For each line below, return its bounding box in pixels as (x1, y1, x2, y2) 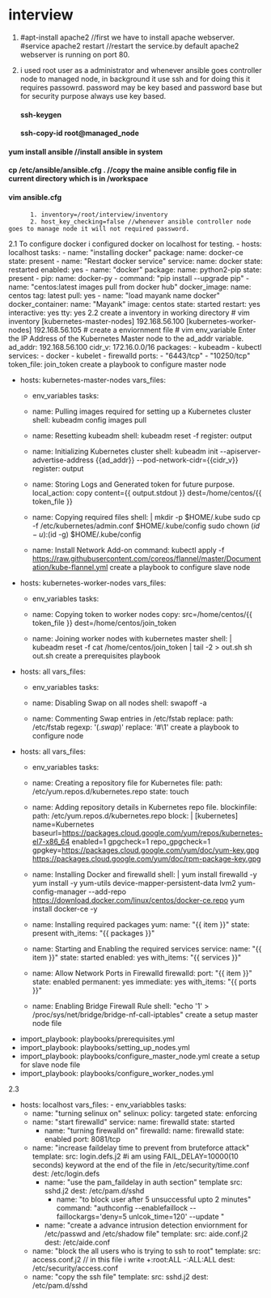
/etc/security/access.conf (32, 1263, 119, 1273)
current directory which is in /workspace (8, 174, 149, 184)
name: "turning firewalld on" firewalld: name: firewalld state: (44, 1126, 244, 1135)
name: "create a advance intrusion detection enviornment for (44, 1220, 248, 1230)
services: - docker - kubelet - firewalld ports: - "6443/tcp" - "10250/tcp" (8, 351, 251, 360)
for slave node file (19, 1059, 81, 1070)
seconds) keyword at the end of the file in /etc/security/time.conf (32, 1160, 250, 1169)
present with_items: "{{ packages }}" (32, 928, 155, 938)
